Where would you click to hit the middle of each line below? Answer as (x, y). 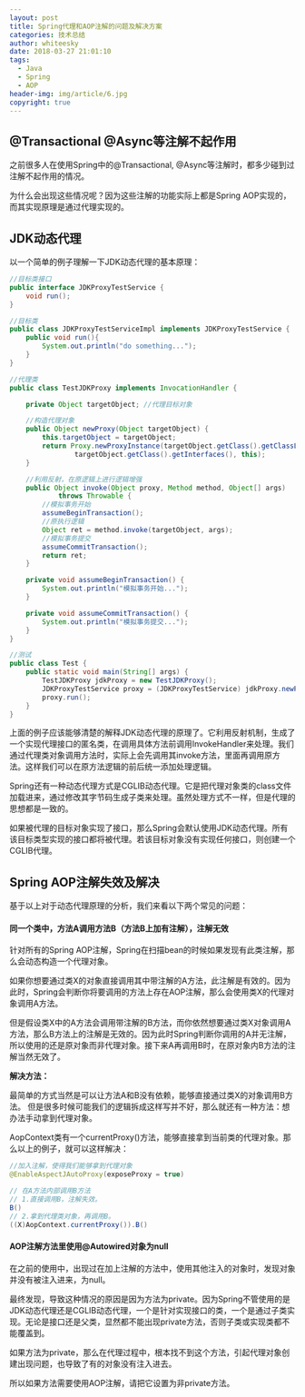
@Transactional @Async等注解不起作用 (123, 141)
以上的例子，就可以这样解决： (73, 1149)
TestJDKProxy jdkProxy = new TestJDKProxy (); (130, 680)
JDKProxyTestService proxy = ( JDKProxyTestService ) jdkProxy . (162, 689)
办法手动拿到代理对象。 (53, 1118)
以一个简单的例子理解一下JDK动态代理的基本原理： (105, 262)
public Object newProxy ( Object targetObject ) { (117, 429)
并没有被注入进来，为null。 (60, 1279)
